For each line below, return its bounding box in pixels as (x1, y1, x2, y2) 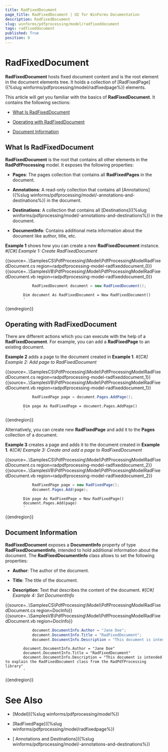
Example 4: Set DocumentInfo (12, 592, 74, 598)
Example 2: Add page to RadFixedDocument (5, 359, 96, 365)
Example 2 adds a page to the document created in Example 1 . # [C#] (5, 354, 148, 360)
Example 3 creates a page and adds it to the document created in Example (5, 442, 160, 448)
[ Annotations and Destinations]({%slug (12, 736, 94, 742)
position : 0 (5, 36, 30, 41)
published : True (5, 31, 39, 36)
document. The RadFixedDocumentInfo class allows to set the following (5, 552, 155, 558)
